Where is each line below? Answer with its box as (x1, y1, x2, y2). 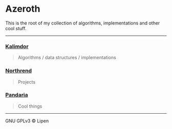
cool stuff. (5, 25, 27, 31)
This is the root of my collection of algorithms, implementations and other (5, 20, 160, 26)
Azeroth (5, 3, 40, 15)
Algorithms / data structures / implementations (17, 55, 116, 61)
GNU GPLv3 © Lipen (5, 118, 49, 124)
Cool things (17, 103, 42, 109)
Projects (17, 79, 36, 85)
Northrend (5, 67, 32, 74)
